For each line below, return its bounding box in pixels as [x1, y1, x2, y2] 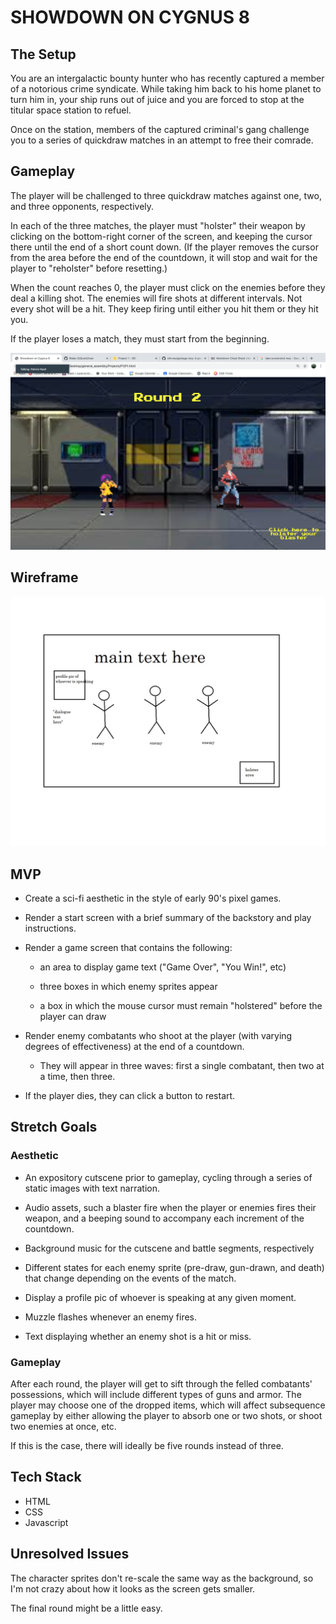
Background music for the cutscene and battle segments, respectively [24, 1242, 315, 1254]
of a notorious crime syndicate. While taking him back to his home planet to [10, 83, 322, 95]
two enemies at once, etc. [10, 1421, 117, 1433]
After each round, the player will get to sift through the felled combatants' [10, 1378, 313, 1390]
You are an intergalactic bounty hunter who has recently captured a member [10, 72, 325, 84]
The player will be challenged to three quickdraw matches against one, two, [10, 189, 322, 201]
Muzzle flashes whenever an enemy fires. [24, 1311, 198, 1323]
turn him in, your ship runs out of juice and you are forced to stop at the [10, 94, 305, 105]
